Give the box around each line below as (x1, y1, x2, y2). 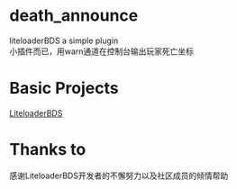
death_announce (9, 5, 139, 26)
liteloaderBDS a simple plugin (9, 35, 119, 46)
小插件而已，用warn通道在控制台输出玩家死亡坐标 (9, 46, 195, 57)
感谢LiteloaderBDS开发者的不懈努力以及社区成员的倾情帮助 (9, 170, 229, 181)
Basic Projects (9, 78, 119, 99)
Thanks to (9, 139, 87, 160)
